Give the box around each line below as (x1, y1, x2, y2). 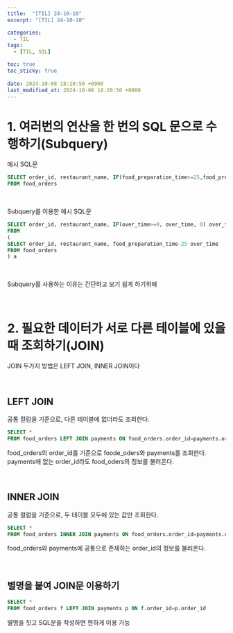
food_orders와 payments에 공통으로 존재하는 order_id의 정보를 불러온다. (7, 544, 206, 553)
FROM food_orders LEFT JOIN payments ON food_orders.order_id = (7, 435, 194, 442)
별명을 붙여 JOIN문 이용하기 (7, 580, 120, 591)
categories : (7, 29, 42, 36)
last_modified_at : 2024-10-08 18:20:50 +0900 (7, 87, 141, 93)
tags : (7, 42, 23, 49)
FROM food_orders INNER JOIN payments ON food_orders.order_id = (7, 531, 197, 537)
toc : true (7, 61, 36, 68)
